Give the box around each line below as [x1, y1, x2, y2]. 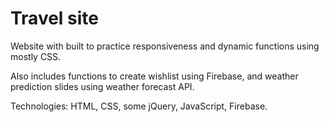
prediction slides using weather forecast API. [10, 80, 195, 92]
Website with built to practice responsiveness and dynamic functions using [10, 40, 320, 52]
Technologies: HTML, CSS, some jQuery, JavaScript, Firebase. [10, 100, 268, 112]
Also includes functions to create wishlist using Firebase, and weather [10, 70, 299, 82]
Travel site [10, 7, 100, 30]
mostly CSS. [10, 50, 62, 62]
